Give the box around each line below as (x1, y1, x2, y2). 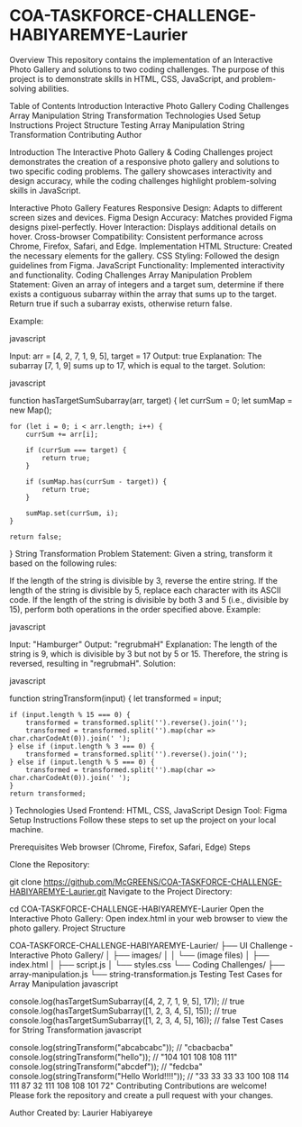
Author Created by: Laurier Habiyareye (9, 1107, 153, 1118)
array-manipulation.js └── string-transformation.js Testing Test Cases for (9, 968, 283, 979)
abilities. (38, 83, 69, 94)
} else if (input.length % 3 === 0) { (9, 741, 155, 750)
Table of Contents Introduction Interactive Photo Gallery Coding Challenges (9, 100, 289, 111)
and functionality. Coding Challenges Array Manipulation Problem (9, 269, 252, 280)
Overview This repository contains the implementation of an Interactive (9, 54, 273, 65)
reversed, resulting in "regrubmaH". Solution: (9, 658, 176, 668)
